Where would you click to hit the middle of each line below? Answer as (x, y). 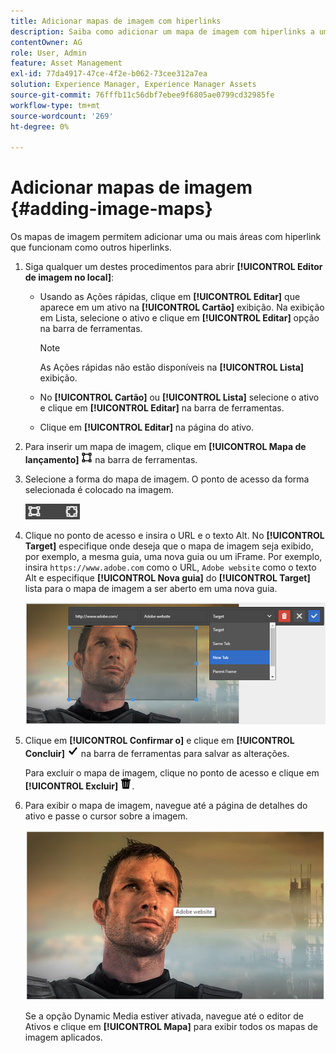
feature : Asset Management (66, 63)
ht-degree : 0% (40, 126)
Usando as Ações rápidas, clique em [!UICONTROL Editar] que (170, 297)
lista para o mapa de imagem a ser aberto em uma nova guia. (151, 589)
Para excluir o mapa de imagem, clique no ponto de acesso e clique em (172, 772)
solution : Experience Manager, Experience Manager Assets (133, 85)
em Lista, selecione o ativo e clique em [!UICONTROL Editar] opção (179, 318)
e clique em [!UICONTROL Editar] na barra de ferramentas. (162, 408)
